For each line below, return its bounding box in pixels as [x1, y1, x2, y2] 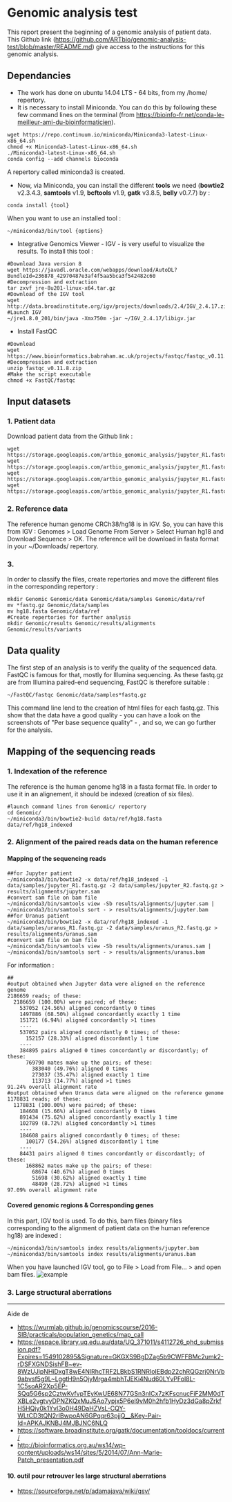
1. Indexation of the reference [7, 767, 108, 776]
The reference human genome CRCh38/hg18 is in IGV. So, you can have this [7, 520, 224, 528]
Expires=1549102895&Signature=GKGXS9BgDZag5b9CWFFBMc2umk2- [17, 1353, 224, 1361]
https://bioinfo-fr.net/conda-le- [135, 110, 225, 119]
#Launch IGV [7, 308, 41, 316]
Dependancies [7, 70, 71, 82]
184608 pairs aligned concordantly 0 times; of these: [19, 1132, 181, 1139]
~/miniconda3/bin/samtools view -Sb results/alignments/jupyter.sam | [7, 900, 215, 907]
